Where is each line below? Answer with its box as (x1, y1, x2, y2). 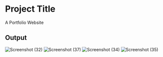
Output (5, 34, 27, 42)
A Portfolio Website (5, 19, 44, 25)
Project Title (5, 3, 56, 15)
